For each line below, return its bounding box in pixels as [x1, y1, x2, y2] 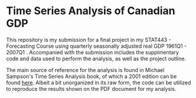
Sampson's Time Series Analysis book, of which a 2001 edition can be [6, 73, 177, 80]
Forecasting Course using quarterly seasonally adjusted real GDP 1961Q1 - [6, 43, 187, 50]
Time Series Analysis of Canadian [6, 4, 175, 18]
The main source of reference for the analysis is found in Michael [6, 66, 165, 73]
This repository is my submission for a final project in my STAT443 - [6, 36, 171, 43]
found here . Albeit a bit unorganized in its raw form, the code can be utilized [6, 79, 191, 86]
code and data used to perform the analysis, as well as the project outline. [6, 55, 187, 62]
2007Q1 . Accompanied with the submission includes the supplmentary [6, 48, 179, 55]
